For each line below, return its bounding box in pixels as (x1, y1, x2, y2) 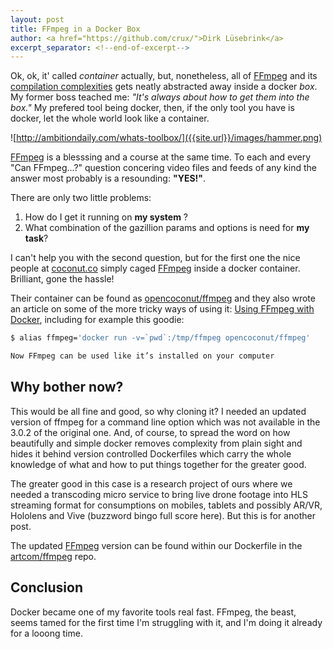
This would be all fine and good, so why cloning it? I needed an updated (10, 405, 307, 417)
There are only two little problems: (10, 192, 152, 204)
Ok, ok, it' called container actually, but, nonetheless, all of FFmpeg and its (10, 70, 318, 82)
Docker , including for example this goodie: (10, 314, 185, 326)
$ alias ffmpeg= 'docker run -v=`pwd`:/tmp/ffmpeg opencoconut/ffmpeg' (10, 333, 311, 343)
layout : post (10, 14, 65, 25)
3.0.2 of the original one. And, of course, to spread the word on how (10, 426, 291, 438)
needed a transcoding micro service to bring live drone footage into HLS (10, 488, 308, 500)
